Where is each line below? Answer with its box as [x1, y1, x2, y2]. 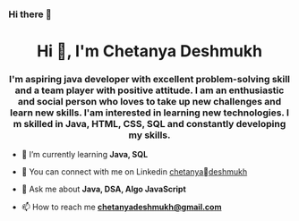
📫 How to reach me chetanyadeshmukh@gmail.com [21, 201, 222, 213]
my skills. [128, 129, 171, 141]
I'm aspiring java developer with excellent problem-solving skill [9, 73, 290, 86]
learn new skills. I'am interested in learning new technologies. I [9, 106, 290, 119]
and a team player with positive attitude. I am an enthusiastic [14, 84, 285, 97]
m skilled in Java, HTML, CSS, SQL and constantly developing [13, 118, 286, 131]
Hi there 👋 [8, 8, 53, 21]
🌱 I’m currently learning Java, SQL [21, 149, 149, 160]
